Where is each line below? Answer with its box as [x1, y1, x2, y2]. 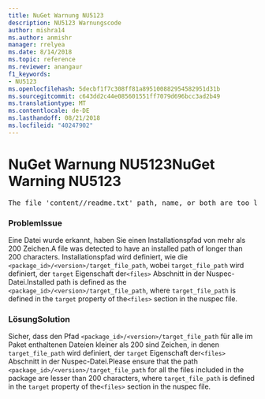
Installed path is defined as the [27, 277, 127, 286]
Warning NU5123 [8, 172, 122, 190]
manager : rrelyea [8, 41, 65, 49]
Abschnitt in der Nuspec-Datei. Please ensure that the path [8, 356, 199, 367]
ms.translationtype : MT [8, 99, 87, 107]
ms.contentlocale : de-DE [8, 107, 90, 115]
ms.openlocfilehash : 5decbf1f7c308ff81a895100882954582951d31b [8, 84, 221, 93]
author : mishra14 [8, 26, 65, 34]
